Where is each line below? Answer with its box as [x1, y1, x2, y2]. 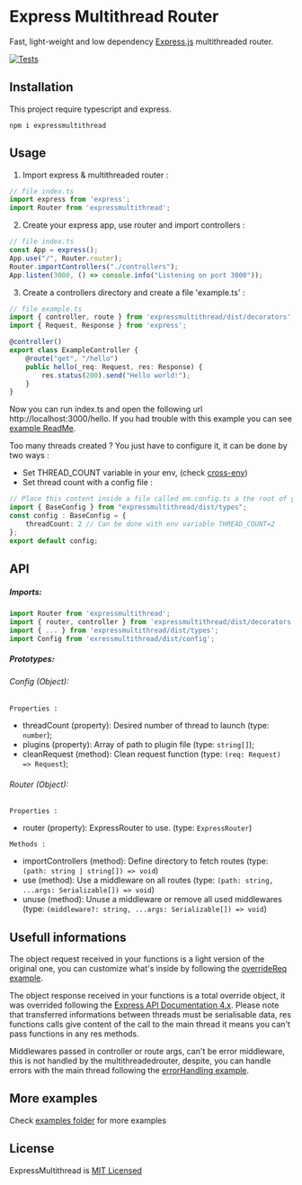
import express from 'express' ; [9, 195, 130, 204]
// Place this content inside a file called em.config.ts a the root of [9, 494, 288, 503]
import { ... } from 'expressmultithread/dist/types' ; [9, 626, 219, 635]
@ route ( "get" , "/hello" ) [25, 354, 119, 363]
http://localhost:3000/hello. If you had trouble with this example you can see [9, 413, 292, 424]
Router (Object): [9, 779, 69, 790]
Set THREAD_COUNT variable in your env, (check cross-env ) [22, 467, 249, 478]
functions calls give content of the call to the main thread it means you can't [9, 1019, 290, 1030]
